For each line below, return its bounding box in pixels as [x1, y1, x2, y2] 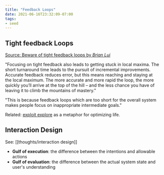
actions [12, 153, 27, 159]
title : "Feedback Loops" [5, 7, 56, 12]
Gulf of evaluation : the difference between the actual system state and [12, 159, 156, 165]
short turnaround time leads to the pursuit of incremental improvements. [5, 67, 151, 73]
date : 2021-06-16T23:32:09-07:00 [5, 12, 73, 17]
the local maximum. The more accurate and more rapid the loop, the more [5, 77, 154, 83]
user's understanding [12, 164, 55, 170]
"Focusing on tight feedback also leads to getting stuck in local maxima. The [5, 62, 159, 68]
